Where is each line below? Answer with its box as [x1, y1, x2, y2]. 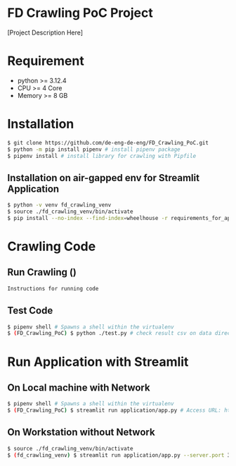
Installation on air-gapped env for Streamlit [7, 171, 200, 184]
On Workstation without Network [7, 427, 156, 439]
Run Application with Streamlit [7, 354, 189, 369]
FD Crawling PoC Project [7, 5, 153, 21]
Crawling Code [7, 238, 96, 255]
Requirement [7, 53, 84, 69]
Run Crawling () [7, 266, 77, 278]
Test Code [7, 305, 53, 317]
